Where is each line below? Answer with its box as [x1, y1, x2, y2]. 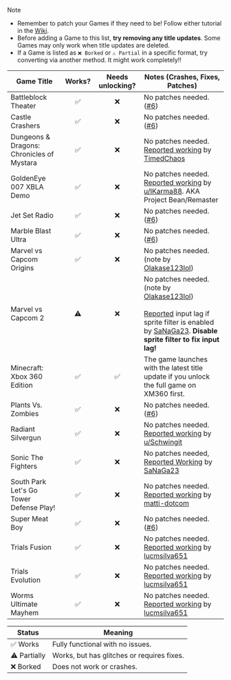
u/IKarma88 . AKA [144, 186, 201, 196]
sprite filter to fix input [144, 334, 220, 344]
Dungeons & [10, 132, 50, 141]
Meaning [103, 628, 133, 637]
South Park [10, 477, 47, 486]
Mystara [10, 158, 38, 168]
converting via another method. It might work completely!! [16, 56, 182, 64]
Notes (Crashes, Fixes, [144, 72, 220, 81]
